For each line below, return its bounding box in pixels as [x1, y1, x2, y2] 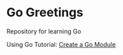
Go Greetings [6, 5, 84, 20]
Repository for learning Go [6, 27, 82, 35]
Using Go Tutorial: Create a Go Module [6, 40, 116, 48]
